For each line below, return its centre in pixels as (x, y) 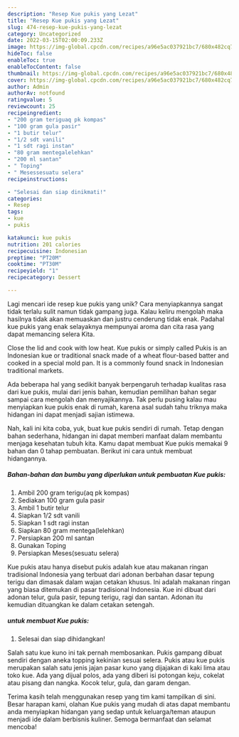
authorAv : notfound (36, 93)
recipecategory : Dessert (44, 278)
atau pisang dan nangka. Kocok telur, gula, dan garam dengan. (99, 682)
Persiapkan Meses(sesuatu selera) (68, 553)
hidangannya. (27, 458)
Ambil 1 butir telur (43, 507)
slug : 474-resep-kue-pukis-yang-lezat (65, 27)
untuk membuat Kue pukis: (48, 621)
